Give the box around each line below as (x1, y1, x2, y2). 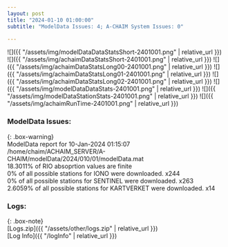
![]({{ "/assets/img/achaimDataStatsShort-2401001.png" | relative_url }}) (7, 55, 212, 64)
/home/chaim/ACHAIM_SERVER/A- (7, 147, 106, 156)
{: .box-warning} (7, 132, 54, 140)
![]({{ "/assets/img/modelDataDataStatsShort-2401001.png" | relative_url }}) (7, 48, 222, 56)
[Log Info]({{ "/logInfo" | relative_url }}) (7, 231, 117, 239)
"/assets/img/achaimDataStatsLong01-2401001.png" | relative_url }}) (16, 70, 211, 78)
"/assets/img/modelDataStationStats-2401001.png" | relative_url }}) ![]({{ (7, 92, 213, 100)
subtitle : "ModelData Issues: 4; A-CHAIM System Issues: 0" (7, 23, 184, 30)
